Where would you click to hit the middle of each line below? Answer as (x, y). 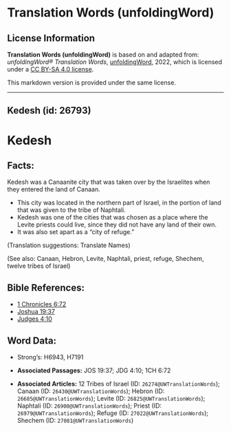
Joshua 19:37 (36, 312)
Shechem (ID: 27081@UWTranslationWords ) (75, 421)
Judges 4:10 (35, 319)
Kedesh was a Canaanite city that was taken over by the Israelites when (109, 182)
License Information (51, 38)
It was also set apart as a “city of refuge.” (76, 232)
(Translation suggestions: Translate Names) (69, 245)
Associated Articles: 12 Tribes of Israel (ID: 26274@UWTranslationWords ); (118, 384)
